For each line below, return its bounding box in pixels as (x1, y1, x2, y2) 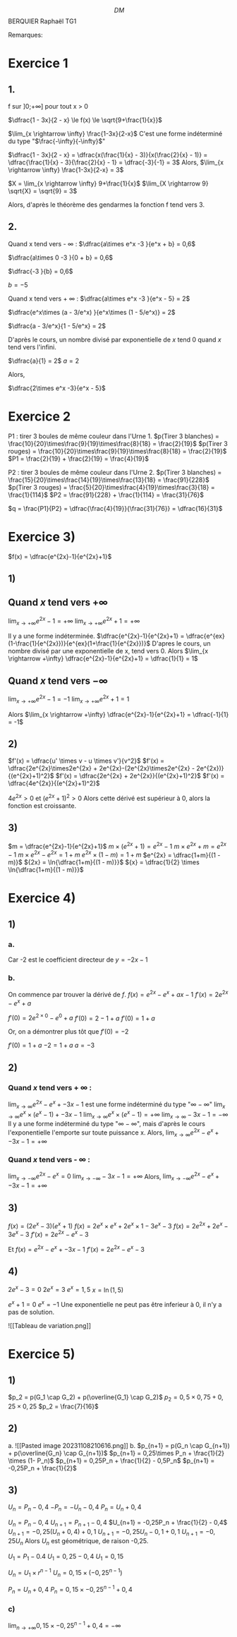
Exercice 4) (8, 890, 76, 906)
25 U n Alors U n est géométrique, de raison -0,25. (8, 1536, 149, 1547)
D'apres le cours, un (152, 639, 211, 648)
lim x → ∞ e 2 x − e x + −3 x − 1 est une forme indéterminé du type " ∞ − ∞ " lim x (8, 1099, 226, 1110)
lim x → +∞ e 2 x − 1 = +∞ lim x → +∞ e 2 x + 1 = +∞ (8, 615, 140, 627)
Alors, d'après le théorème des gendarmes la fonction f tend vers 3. (8, 200, 205, 209)
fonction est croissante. (8, 802, 77, 810)
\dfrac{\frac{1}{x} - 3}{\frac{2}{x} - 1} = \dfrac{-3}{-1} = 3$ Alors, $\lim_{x (8, 158, 224, 167)
